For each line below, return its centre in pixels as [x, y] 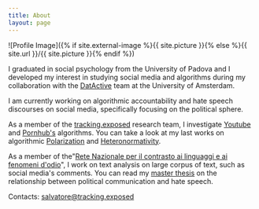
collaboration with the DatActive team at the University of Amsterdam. [122, 85]
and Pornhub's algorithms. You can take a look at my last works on [116, 132]
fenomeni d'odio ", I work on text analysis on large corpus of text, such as [127, 164]
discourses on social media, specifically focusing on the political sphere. [126, 109]
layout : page [30, 23]
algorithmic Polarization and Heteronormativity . [85, 141]
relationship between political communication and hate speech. [111, 181]
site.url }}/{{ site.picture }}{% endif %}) [72, 53]
